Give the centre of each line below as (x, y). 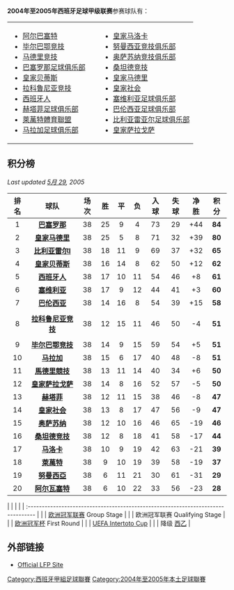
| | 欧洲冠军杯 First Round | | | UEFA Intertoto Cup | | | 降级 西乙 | (99, 523)
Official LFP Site (40, 564)
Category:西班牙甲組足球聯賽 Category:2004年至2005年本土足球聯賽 (107, 579)
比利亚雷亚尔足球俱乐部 (151, 119)
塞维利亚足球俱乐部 (144, 99)
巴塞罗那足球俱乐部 (54, 67)
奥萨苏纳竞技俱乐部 (144, 57)
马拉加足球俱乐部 (50, 130)
